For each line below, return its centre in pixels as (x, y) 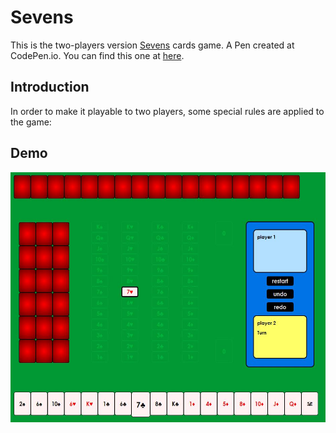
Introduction (50, 87)
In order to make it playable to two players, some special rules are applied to (167, 111)
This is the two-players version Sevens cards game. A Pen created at (152, 45)
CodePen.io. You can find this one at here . (97, 55)
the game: (31, 122)
